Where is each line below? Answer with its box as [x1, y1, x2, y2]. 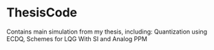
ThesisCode [6, 5, 77, 21]
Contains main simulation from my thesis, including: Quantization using [6, 27, 208, 36]
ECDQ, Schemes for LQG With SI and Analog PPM [6, 34, 147, 42]
